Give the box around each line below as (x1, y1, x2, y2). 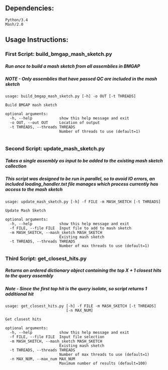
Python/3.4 (5, 17, 28, 22)
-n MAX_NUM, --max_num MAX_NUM (10, 356, 75, 361)
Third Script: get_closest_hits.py (5, 255, 87, 262)
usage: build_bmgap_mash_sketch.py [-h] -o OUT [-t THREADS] (5, 94, 136, 99)
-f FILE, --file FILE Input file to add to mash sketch (10, 225, 132, 231)
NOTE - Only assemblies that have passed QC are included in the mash (5, 76, 157, 82)
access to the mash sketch (5, 187, 63, 193)
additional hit (5, 291, 34, 297)
